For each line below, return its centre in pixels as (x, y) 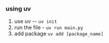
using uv (18, 9)
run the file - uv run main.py (49, 27)
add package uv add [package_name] (59, 34)
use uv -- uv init (36, 21)
